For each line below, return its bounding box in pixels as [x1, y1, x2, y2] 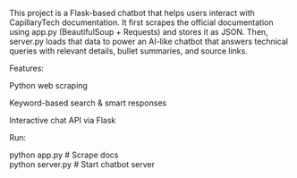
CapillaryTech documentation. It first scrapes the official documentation [9, 17, 274, 28]
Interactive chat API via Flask [9, 115, 116, 125]
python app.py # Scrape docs [9, 149, 119, 160]
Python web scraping [9, 81, 88, 90]
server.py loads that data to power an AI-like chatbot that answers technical [9, 36, 289, 47]
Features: [9, 63, 45, 73]
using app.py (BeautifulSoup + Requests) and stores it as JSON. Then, [9, 27, 268, 37]
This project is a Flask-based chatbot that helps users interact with [9, 8, 255, 18]
